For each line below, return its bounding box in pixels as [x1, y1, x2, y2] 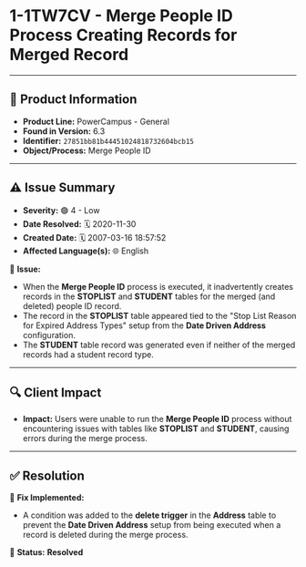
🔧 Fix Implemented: [9, 492, 85, 503]
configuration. [22, 329, 76, 340]
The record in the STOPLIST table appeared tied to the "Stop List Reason [22, 310, 297, 321]
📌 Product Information [9, 92, 138, 108]
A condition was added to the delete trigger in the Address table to [22, 510, 277, 521]
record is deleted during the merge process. [22, 530, 189, 541]
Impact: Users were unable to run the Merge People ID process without [22, 414, 292, 425]
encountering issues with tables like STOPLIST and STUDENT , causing [22, 423, 290, 434]
